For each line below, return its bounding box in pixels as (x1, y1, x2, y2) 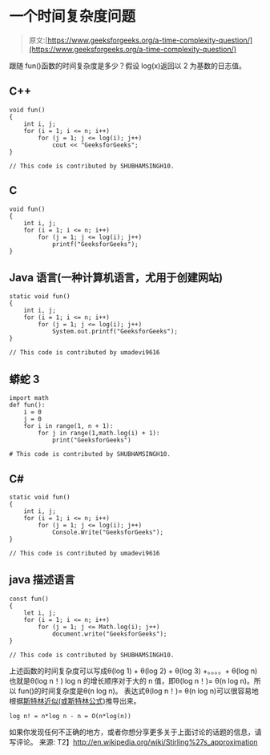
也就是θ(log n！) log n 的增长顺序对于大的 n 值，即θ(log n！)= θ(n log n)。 (9, 676, 255, 685)
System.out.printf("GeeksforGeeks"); (51, 328, 179, 336)
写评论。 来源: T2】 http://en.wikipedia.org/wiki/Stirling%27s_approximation (9, 737, 259, 746)
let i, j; (23, 608, 57, 617)
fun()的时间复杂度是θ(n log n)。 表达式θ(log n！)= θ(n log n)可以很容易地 (18, 686, 259, 696)
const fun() (9, 595, 49, 603)
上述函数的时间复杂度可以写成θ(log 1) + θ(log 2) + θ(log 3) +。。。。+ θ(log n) (9, 666, 258, 676)
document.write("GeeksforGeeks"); (51, 630, 167, 638)
